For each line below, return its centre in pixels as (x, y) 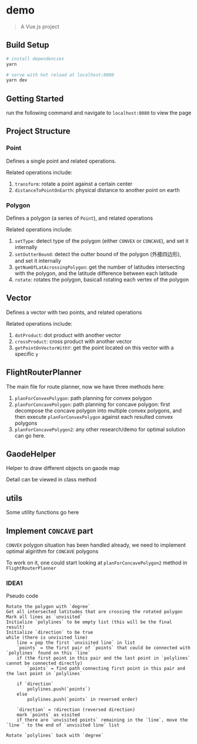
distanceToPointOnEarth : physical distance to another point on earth (97, 190)
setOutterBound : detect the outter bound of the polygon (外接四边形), (98, 254)
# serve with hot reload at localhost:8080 (60, 75)
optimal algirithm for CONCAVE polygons (52, 551)
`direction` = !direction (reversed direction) (76, 710)
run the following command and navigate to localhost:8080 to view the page (99, 113)
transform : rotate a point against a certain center (74, 184)
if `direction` (35, 684)
